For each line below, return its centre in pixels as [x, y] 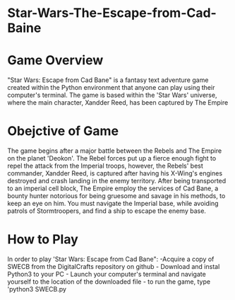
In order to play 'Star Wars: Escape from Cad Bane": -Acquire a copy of [111, 259]
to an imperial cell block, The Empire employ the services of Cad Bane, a [113, 188]
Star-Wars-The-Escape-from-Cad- [112, 13]
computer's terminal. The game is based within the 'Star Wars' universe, [112, 95]
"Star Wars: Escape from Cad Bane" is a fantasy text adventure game [108, 80]
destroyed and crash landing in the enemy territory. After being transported [117, 181]
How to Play [43, 240]
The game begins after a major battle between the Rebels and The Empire [115, 151]
